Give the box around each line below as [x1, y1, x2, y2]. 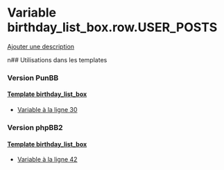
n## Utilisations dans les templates [7, 55, 107, 64]
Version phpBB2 [7, 122, 64, 132]
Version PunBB [7, 73, 59, 82]
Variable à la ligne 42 [17, 155, 78, 164]
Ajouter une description [7, 42, 75, 50]
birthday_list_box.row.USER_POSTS [7, 19, 218, 35]
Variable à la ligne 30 [17, 106, 78, 114]
